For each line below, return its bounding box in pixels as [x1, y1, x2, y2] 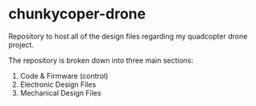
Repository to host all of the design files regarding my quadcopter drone [8, 31, 248, 41]
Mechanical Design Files [19, 88, 102, 97]
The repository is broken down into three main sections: [8, 55, 194, 65]
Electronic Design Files [19, 79, 97, 89]
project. [8, 39, 35, 49]
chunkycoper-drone [8, 5, 147, 23]
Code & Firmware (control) [19, 71, 109, 80]
